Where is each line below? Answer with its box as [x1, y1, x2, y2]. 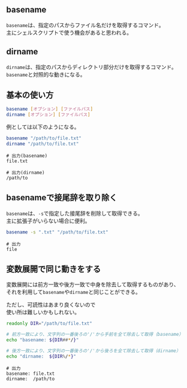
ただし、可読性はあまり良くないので [6, 301, 96, 308]
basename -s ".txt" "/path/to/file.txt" [6, 229, 109, 235]
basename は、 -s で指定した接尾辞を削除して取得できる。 [6, 210, 143, 217]
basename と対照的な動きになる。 [6, 71, 86, 78]
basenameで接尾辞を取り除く [6, 193, 117, 203]
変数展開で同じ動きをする [6, 264, 101, 274]
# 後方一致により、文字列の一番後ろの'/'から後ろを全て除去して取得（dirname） [6, 348, 181, 354]
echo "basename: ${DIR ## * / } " [6, 337, 79, 343]
